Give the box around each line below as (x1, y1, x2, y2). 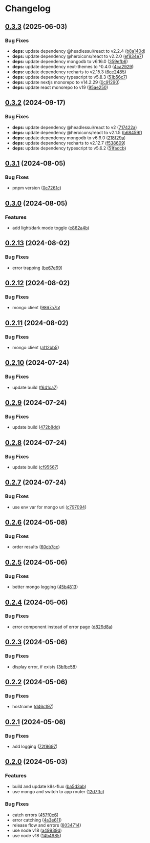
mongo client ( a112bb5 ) (12, 345, 60, 350)
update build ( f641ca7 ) (12, 384, 58, 390)
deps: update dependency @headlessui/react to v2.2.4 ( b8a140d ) (12, 48, 146, 54)
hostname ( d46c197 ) (12, 704, 54, 710)
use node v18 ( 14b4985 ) (12, 832, 62, 838)
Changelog (5, 3, 51, 14)
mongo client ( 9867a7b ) (12, 305, 61, 311)
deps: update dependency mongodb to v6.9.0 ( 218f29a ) (12, 135, 126, 141)
